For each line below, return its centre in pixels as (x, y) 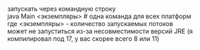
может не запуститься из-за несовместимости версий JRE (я (100, 31)
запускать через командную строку (62, 9)
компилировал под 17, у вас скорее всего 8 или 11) (83, 39)
